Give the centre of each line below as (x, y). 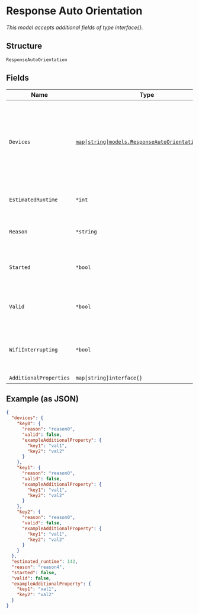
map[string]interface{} (109, 378)
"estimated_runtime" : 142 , (45, 562)
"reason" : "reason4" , (38, 567)
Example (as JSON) (42, 399)
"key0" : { (29, 424)
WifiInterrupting (33, 349)
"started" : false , (34, 572)
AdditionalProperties (39, 378)
